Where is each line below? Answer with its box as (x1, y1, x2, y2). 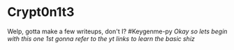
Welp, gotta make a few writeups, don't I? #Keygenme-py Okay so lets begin (7, 27, 228, 35)
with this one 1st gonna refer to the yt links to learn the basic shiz (7, 34, 196, 42)
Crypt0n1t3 (7, 4, 75, 20)
